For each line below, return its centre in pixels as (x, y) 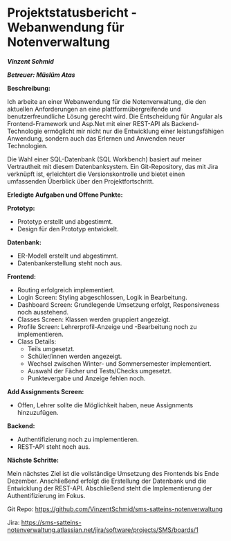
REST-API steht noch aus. (54, 446)
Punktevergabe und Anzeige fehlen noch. (86, 378)
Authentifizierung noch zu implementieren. (78, 439)
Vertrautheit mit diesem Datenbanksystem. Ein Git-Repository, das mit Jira (113, 166)
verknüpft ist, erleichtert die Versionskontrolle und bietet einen (96, 174)
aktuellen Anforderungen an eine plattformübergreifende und (94, 109)
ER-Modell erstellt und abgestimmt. (67, 256)
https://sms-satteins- (51, 522)
